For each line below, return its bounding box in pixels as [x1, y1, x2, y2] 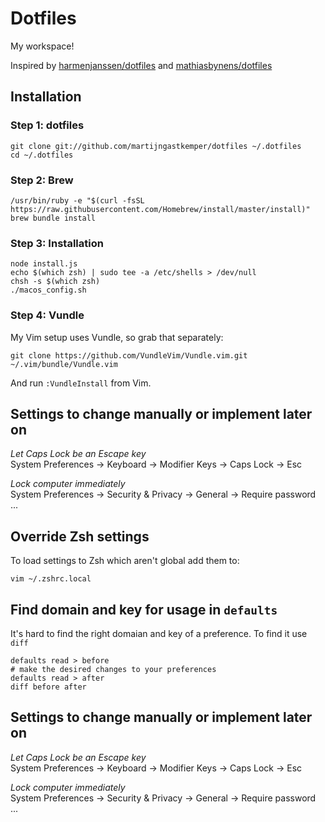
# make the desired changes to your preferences [10, 664, 217, 674]
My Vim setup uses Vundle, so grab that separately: [10, 331, 224, 343]
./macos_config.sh [10, 285, 87, 296]
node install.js [10, 259, 78, 269]
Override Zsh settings [10, 528, 150, 545]
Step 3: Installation [10, 236, 104, 250]
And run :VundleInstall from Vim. [10, 377, 152, 389]
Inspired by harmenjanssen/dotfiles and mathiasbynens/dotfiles [10, 59, 273, 71]
